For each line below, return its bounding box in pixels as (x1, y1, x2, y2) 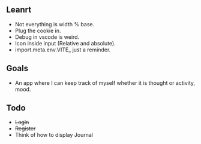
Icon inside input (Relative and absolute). (14, 39, 116, 47)
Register (14, 125, 36, 132)
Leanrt (6, 5, 32, 15)
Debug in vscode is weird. (14, 33, 80, 41)
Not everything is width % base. (14, 20, 95, 27)
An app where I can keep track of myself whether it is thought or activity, (14, 79, 196, 86)
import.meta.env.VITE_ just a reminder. (14, 46, 111, 53)
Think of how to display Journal (14, 131, 93, 139)
